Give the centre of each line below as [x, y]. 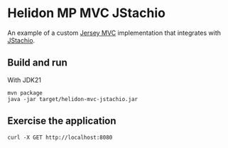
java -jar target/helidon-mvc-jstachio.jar [73, 99]
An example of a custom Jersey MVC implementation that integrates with [114, 33]
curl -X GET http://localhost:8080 [60, 137]
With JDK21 [24, 80]
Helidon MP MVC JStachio [86, 13]
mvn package [25, 93]
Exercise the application [62, 121]
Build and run [37, 63]
